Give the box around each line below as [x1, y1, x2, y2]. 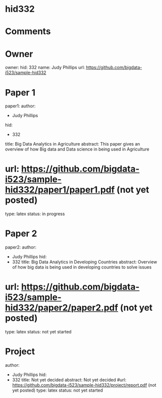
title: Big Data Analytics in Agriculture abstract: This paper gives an [5, 141, 140, 147]
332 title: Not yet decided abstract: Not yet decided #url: [12, 377, 126, 383]
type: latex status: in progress [5, 211, 65, 217]
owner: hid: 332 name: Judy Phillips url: [5, 65, 85, 71]
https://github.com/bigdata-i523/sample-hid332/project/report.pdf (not [12, 382, 157, 388]
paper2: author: [5, 244, 37, 250]
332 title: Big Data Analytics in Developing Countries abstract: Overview [12, 259, 158, 265]
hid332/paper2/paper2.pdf [5, 302, 118, 313]
